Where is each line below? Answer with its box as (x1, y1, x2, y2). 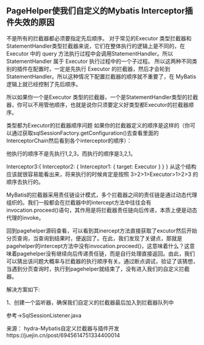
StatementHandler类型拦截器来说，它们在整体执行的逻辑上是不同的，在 (6, 42, 186, 49)
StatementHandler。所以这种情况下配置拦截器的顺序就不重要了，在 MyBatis (6, 73, 197, 80)
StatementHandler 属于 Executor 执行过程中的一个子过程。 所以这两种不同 (6, 57, 192, 65)
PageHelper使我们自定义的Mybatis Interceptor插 (6, 5, 193, 16)
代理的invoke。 (6, 214, 44, 221)
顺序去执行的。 (6, 178, 44, 185)
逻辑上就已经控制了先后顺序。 (6, 80, 81, 87)
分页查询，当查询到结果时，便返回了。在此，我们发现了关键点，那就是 (6, 234, 183, 242)
